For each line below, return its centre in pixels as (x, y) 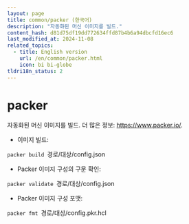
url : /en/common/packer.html (61, 59)
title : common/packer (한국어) (50, 20)
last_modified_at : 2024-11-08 (51, 39)
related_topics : (30, 45)
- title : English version (51, 52)
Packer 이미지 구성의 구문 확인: (59, 169)
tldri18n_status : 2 (35, 71)
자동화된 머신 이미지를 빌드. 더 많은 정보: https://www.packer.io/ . (95, 125)
